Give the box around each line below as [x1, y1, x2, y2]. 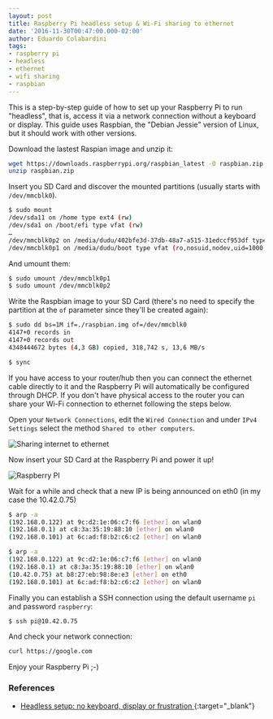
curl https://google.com [8, 648, 93, 656]
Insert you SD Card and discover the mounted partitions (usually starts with [8, 182, 261, 192]
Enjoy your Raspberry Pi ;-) [8, 662, 99, 672]
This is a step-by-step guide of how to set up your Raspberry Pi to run [8, 102, 243, 112]
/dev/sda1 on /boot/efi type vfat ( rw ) [8, 221, 144, 229]
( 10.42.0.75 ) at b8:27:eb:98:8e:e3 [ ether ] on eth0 [8, 570, 187, 578]
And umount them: [8, 258, 71, 268]
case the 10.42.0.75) [8, 495, 77, 505]
